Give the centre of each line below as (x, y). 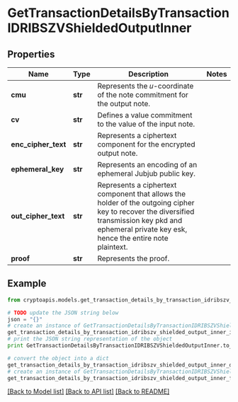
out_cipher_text (38, 216)
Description (148, 74)
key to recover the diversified (146, 212)
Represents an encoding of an (147, 165)
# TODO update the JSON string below (63, 313)
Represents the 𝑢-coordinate (146, 86)
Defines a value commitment (145, 115)
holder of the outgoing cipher (146, 203)
